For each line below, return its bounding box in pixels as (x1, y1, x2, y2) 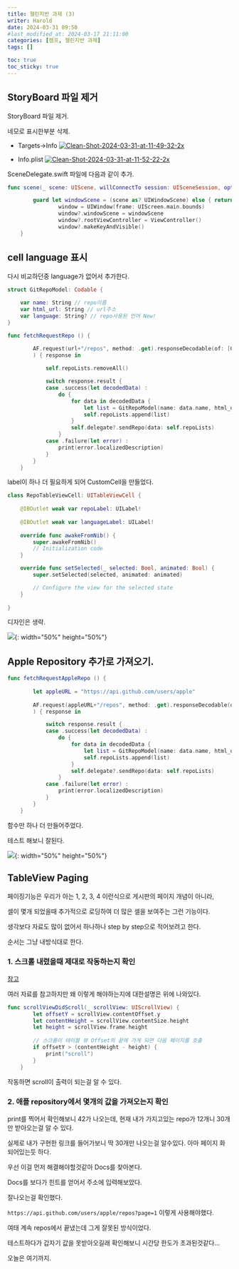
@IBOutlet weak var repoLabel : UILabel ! (20, 505, 142, 512)
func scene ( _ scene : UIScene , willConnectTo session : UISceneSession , (7, 183, 221, 191)
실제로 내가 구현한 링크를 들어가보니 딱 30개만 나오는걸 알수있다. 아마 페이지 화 (7, 1138, 225, 1147)
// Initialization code (33, 545, 103, 552)
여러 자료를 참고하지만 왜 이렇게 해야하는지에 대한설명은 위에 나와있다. (7, 989, 201, 998)
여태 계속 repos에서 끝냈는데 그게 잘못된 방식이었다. (7, 1223, 152, 1232)
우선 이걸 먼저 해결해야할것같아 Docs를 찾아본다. (7, 1163, 142, 1171)
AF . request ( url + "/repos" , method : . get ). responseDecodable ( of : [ (33, 345, 231, 352)
